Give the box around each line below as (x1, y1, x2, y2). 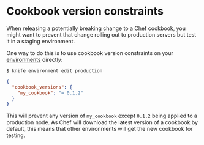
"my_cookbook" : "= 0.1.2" (17, 90, 84, 96)
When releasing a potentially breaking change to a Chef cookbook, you (6, 24, 186, 32)
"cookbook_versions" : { (12, 84, 72, 90)
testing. (6, 132, 26, 139)
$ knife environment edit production (6, 67, 103, 74)
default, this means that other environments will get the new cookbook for (6, 125, 193, 133)
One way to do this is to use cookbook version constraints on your (6, 49, 173, 56)
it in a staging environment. (6, 37, 75, 45)
